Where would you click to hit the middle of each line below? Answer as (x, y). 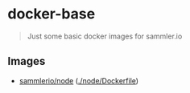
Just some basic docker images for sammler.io (105, 36)
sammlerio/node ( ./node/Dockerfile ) (78, 80)
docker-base (52, 14)
